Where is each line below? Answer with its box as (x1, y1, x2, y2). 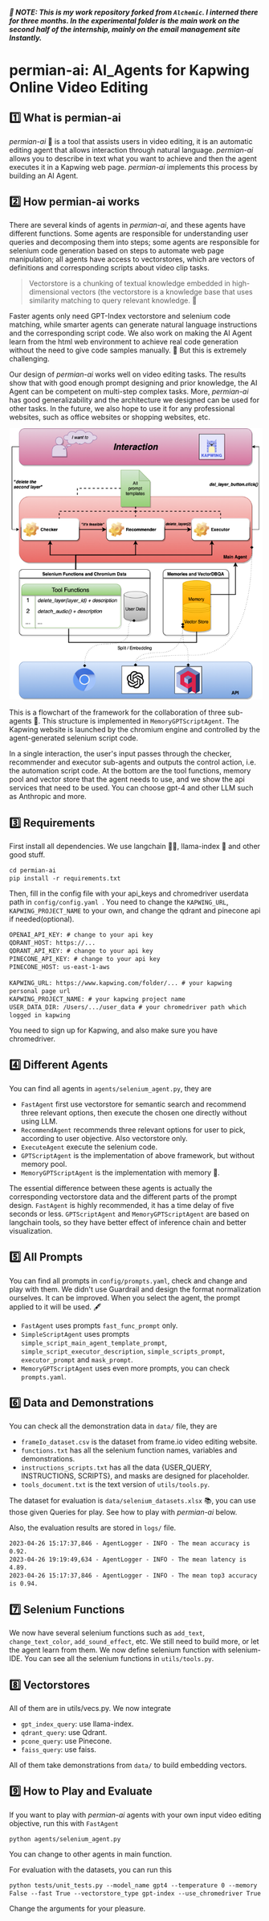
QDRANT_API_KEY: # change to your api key (9, 946, 153, 954)
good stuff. (9, 850, 46, 860)
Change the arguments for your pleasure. (9, 1903, 146, 1913)
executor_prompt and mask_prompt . (20, 1354, 133, 1364)
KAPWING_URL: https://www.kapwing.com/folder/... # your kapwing (9, 979, 232, 987)
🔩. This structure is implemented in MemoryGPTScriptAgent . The (33, 716, 239, 726)
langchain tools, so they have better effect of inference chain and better (9, 1217, 247, 1227)
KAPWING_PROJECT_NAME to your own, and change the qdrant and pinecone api (9, 905, 261, 915)
